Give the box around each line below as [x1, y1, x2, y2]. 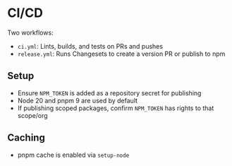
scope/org [17, 111, 48, 119]
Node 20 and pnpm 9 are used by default [17, 96, 138, 105]
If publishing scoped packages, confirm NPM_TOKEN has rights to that [17, 104, 214, 112]
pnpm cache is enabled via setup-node [17, 150, 130, 159]
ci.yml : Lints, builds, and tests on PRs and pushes [17, 42, 164, 50]
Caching [7, 132, 46, 144]
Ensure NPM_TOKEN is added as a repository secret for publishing [17, 88, 202, 97]
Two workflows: [7, 28, 54, 37]
